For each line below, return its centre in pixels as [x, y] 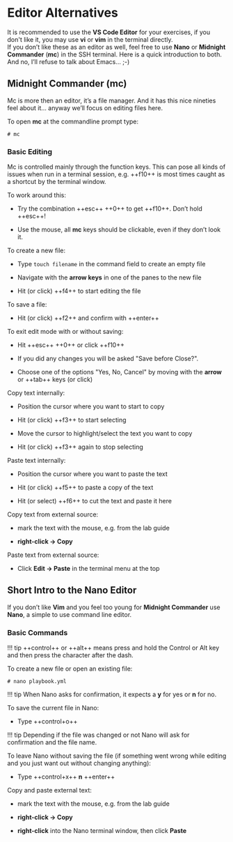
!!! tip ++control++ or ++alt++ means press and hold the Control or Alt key [113, 648]
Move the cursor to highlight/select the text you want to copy [105, 434]
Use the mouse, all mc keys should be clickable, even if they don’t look [119, 230]
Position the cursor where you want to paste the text [93, 474]
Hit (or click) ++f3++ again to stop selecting [80, 447]
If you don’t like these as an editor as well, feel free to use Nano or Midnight [116, 47]
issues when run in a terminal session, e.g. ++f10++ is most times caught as [116, 174]
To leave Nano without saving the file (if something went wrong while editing [117, 756]
